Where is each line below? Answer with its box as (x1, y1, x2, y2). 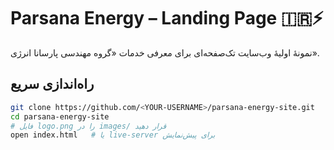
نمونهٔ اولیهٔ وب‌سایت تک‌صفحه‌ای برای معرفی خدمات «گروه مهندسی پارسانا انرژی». (10, 46, 320, 59)
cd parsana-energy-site (10, 111, 110, 122)
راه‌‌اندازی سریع (10, 76, 95, 93)
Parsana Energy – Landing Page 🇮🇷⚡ (10, 7, 324, 30)
